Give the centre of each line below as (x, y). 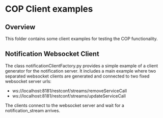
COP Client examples (49, 9)
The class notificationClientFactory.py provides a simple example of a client (81, 66)
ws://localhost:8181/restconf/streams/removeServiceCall (69, 91)
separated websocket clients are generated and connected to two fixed (77, 76)
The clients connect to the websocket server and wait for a (65, 105)
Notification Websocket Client (52, 54)
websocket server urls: (28, 81)
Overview (20, 27)
